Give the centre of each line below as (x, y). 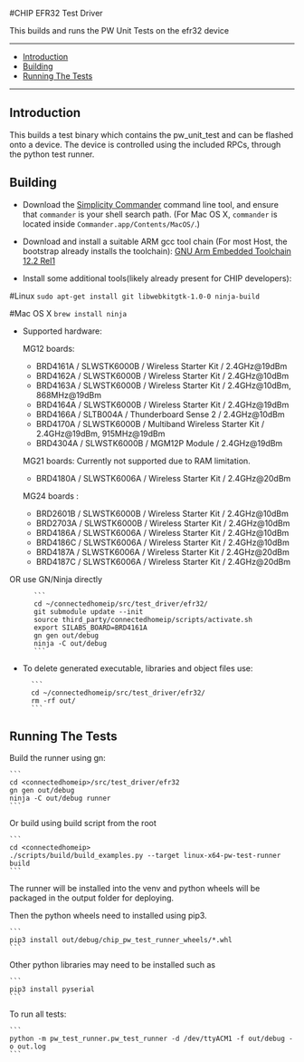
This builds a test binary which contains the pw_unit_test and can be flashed (152, 134)
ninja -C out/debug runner (60, 799)
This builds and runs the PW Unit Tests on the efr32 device (119, 30)
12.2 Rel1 (39, 260)
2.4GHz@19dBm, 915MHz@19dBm (100, 434)
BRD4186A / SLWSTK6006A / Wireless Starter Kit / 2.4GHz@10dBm (162, 532)
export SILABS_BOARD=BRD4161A (90, 628)
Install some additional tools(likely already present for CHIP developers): (157, 278)
